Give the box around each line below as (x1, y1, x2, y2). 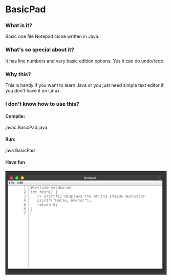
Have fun (5, 159, 26, 165)
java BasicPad (5, 147, 35, 154)
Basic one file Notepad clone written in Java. (5, 33, 100, 39)
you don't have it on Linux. (5, 88, 61, 94)
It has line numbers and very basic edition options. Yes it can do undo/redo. (5, 58, 165, 64)
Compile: (5, 113, 26, 119)
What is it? (5, 22, 32, 29)
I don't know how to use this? (5, 101, 79, 107)
